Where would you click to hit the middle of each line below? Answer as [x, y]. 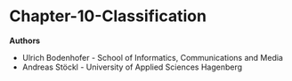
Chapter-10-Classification [108, 16]
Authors [25, 40]
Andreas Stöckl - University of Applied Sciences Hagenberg [132, 67]
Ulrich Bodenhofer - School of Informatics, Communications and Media [152, 57]
